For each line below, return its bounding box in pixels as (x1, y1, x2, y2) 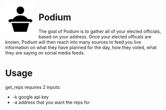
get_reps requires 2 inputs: (5, 84, 61, 90)
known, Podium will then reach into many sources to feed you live (5, 39, 141, 45)
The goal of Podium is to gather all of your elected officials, (38, 28, 161, 34)
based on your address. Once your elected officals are (38, 33, 152, 39)
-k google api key (12, 94, 49, 100)
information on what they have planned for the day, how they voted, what (5, 44, 157, 50)
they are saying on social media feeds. (5, 49, 85, 56)
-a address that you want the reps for (12, 99, 91, 105)
